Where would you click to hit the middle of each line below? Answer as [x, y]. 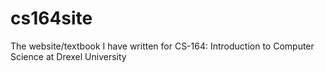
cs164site [51, 18]
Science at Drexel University [68, 56]
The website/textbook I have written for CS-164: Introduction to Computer [162, 46]
